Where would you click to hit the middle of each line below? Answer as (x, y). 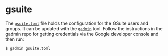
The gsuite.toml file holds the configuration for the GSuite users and (77, 23)
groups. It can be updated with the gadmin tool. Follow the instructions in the (84, 28)
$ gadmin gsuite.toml (28, 48)
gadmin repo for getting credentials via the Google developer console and (82, 34)
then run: (15, 39)
